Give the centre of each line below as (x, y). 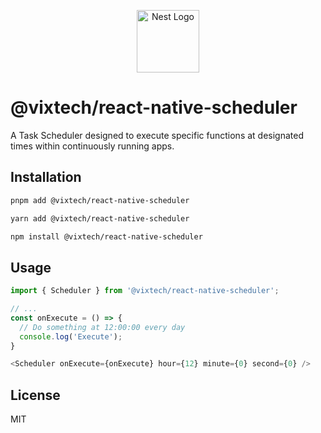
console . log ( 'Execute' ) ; (71, 336)
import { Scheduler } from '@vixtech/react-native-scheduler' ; (145, 291)
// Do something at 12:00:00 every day (102, 327)
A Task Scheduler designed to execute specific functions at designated (157, 135)
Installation (46, 177)
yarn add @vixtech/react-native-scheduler (100, 218)
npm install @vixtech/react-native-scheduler (106, 236)
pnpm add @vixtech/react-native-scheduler (100, 200)
